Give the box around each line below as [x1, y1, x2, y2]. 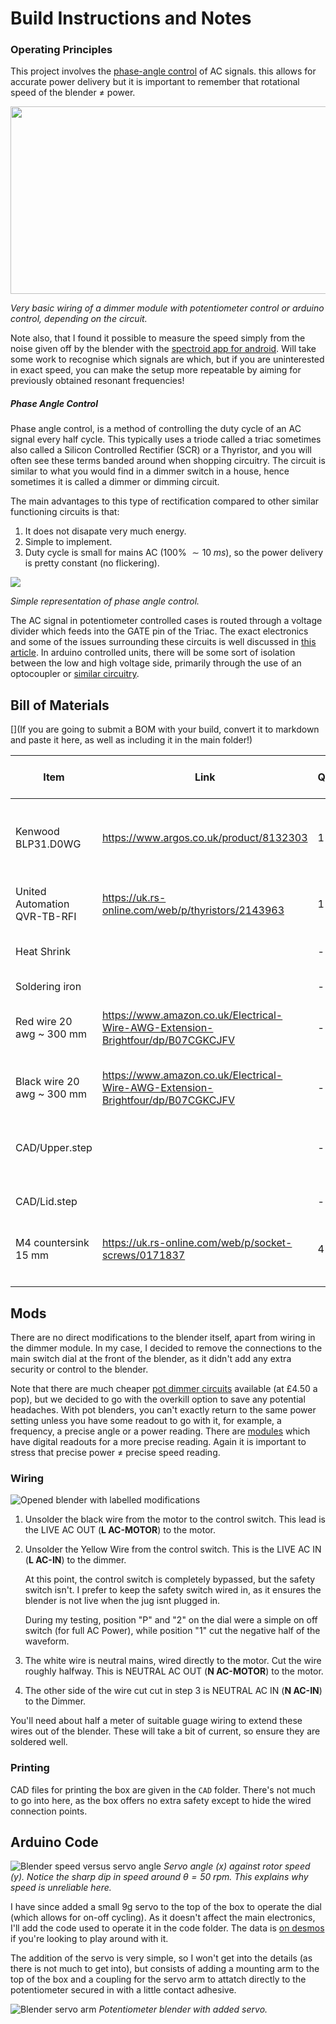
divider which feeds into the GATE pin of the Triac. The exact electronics [10, 625, 309, 637]
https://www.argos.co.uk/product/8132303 [101, 831, 308, 845]
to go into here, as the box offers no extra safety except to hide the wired [10, 1794, 312, 1806]
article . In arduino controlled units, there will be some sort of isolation [10, 647, 296, 659]
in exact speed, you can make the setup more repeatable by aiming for [10, 364, 302, 376]
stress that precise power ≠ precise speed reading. [10, 1447, 221, 1459]
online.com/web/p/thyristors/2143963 [101, 903, 285, 917]
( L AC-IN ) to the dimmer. [24, 1554, 127, 1566]
